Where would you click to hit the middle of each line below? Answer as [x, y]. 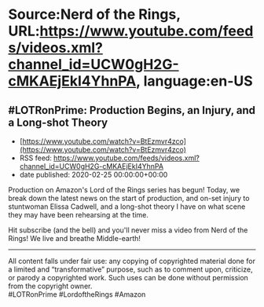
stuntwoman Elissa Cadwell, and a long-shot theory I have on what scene [127, 206]
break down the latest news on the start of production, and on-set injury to [129, 198]
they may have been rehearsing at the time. [79, 215]
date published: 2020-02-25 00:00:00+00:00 [93, 175]
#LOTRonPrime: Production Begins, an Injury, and [132, 110]
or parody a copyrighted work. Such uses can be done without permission [128, 278]
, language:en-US [194, 81]
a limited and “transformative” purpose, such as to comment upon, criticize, [130, 269]
